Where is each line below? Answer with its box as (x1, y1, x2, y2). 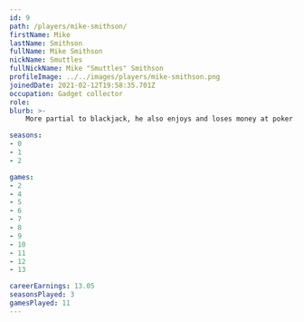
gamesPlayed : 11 (9, 298, 71, 307)
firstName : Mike (9, 30, 71, 39)
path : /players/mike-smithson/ (9, 22, 128, 31)
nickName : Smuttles (9, 55, 83, 64)
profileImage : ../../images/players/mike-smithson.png (9, 73, 221, 82)
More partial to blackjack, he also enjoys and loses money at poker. (25, 114, 298, 123)
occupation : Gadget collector (9, 89, 124, 98)
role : (9, 97, 30, 107)
